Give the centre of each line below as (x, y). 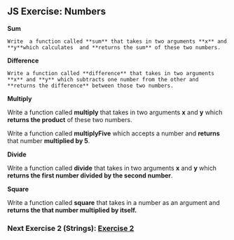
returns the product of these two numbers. (70, 119)
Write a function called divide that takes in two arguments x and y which (112, 168)
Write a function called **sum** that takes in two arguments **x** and (117, 41)
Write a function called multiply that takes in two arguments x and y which (115, 112)
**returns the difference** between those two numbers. (90, 86)
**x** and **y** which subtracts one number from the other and (103, 79)
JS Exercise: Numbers (57, 12)
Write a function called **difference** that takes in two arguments (111, 73)
